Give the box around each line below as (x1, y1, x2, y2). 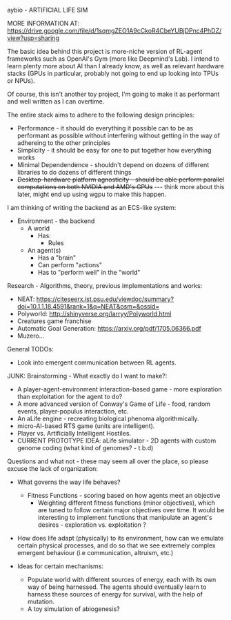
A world (27, 224, 50, 232)
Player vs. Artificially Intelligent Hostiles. (17, 429, 132, 437)
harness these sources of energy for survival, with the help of (27, 590, 203, 598)
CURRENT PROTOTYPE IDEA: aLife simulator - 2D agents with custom (17, 436, 217, 445)
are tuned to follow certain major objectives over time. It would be (37, 506, 225, 514)
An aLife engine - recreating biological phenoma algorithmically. (17, 414, 199, 423)
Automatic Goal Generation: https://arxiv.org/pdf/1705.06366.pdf (17, 324, 202, 332)
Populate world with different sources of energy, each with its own (27, 576, 217, 583)
